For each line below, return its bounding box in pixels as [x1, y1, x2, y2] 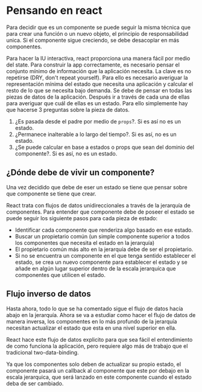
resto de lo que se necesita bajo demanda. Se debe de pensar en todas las [6, 87, 192, 94]
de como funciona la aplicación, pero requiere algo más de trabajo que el [6, 342, 188, 350]
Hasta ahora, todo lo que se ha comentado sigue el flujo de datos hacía [6, 305, 183, 312]
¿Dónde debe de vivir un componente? [6, 168, 155, 178]
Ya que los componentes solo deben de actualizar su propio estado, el [6, 361, 181, 368]
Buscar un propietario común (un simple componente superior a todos [14, 232, 190, 240]
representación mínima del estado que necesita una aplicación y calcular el [6, 80, 194, 88]
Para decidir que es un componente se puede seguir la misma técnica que [6, 24, 191, 31]
